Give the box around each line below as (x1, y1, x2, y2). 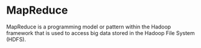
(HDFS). (6, 36, 27, 43)
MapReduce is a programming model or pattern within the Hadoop (6, 23, 171, 30)
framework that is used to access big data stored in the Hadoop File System (6, 29, 195, 36)
